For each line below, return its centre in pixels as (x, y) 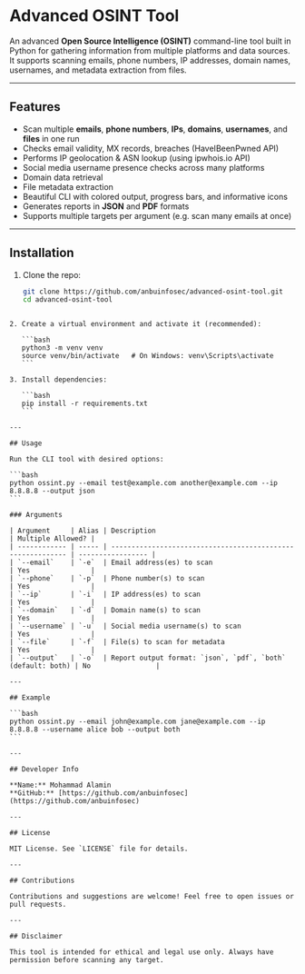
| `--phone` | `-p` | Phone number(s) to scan (107, 579)
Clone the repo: (52, 274)
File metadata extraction (68, 186)
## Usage (26, 443)
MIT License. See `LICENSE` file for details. (99, 849)
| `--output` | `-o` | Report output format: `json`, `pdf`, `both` (148, 658)
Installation (42, 253)
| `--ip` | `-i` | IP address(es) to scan (105, 595)
